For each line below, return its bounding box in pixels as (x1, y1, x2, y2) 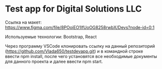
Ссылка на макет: (5, 19, 42, 25)
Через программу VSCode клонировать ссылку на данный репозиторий (5, 43, 155, 49)
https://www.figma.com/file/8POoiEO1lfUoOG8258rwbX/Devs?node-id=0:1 (5, 24, 155, 30)
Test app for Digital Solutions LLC (5, 3, 142, 14)
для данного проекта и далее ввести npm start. (5, 58, 103, 64)
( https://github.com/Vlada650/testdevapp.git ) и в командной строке (5, 48, 143, 54)
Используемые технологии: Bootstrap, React (5, 34, 97, 40)
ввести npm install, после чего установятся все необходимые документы (5, 53, 158, 59)
